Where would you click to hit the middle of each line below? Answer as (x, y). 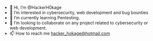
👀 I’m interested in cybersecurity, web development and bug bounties (79, 13)
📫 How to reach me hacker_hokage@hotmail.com (60, 33)
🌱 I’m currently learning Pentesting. (45, 18)
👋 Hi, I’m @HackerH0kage (36, 7)
